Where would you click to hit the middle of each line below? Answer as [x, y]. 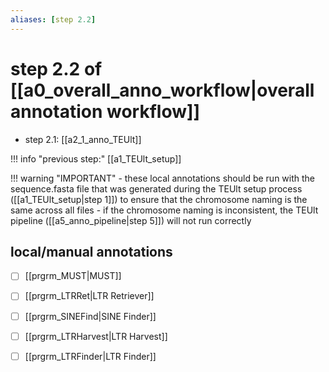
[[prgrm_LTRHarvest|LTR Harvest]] [96, 336]
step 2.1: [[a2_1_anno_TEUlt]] [83, 139]
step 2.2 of [56, 68]
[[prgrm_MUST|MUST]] [73, 276]
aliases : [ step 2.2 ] [53, 19]
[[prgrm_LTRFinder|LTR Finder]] [90, 356]
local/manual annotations [91, 251]
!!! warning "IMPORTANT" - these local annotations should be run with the [163, 178]
